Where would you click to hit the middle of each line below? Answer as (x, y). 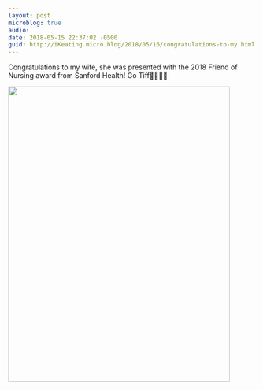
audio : (19, 30)
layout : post (30, 15)
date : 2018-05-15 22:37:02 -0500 (63, 37)
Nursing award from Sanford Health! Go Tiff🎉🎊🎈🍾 (88, 76)
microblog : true (35, 23)
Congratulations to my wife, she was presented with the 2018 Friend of (123, 67)
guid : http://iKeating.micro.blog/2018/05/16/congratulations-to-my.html (132, 45)
